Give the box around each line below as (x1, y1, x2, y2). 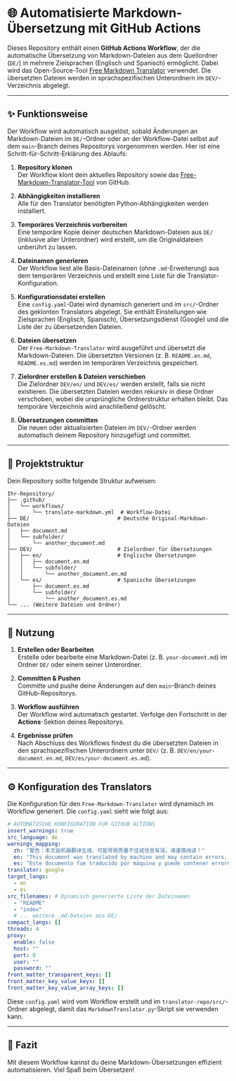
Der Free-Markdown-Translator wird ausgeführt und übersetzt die (17, 343, 206, 352)
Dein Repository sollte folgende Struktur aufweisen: (7, 476, 157, 485)
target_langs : (7, 873, 49, 880)
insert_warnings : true (7, 827, 74, 834)
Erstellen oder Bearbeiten (17, 645, 94, 654)
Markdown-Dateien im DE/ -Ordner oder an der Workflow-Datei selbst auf (7, 134, 219, 142)
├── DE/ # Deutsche (7, 514, 150, 522)
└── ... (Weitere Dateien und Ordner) (7, 601, 121, 608)
